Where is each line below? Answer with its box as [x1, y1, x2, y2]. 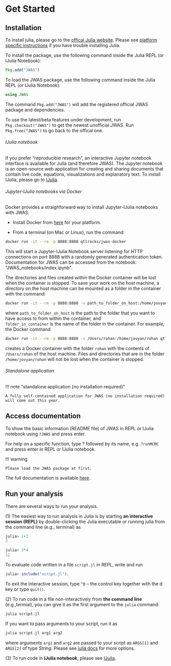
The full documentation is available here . [5, 475, 91, 481]
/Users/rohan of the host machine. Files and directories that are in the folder [5, 351, 164, 357]
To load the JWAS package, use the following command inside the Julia [5, 77, 155, 83]
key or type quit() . [5, 586, 46, 592]
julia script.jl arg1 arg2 [5, 630, 63, 635]
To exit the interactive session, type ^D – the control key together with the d [5, 580, 163, 587]
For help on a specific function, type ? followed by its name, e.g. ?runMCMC [5, 440, 159, 447]
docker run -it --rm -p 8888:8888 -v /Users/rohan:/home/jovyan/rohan [5, 336, 158, 341]
